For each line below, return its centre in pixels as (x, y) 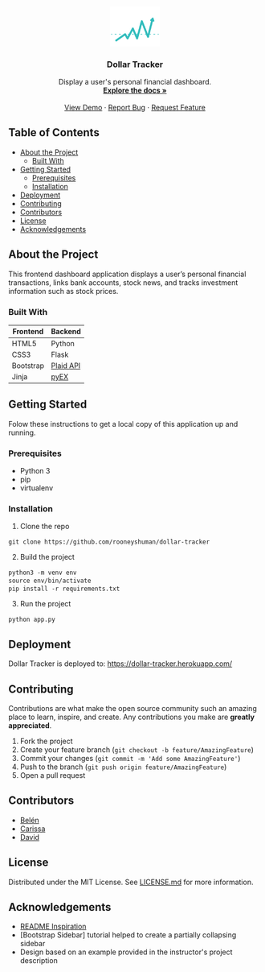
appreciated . (30, 725)
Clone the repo (45, 527)
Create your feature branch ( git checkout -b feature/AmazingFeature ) (137, 749)
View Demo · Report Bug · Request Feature (135, 108)
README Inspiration (53, 927)
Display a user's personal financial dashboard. (135, 82)
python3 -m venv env (43, 573)
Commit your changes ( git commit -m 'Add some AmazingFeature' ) (130, 758)
